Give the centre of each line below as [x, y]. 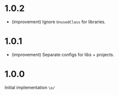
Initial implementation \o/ [30, 87]
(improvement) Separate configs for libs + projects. [63, 54]
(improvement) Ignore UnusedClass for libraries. [59, 22]
